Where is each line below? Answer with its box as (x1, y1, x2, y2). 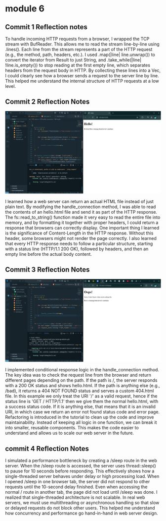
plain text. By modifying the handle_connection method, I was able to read (5, 204, 156, 210)
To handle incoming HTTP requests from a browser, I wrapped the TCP (5, 36, 150, 42)
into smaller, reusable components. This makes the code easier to (5, 425, 139, 431)
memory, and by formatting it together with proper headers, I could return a (5, 220, 159, 226)
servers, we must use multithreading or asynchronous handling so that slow (5, 499, 160, 506)
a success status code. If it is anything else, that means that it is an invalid (5, 404, 156, 409)
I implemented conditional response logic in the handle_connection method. (5, 367, 160, 373)
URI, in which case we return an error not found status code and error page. (5, 409, 160, 415)
